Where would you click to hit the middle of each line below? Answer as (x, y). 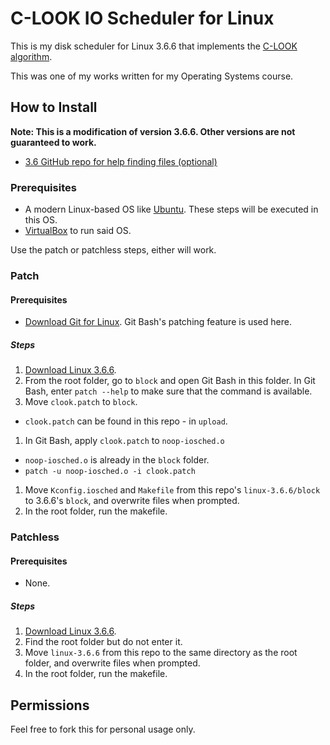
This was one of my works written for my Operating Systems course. (152, 76)
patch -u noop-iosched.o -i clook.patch (110, 472)
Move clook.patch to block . (81, 402)
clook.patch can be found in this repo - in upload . (126, 421)
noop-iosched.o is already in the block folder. (117, 460)
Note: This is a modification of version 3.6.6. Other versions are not (153, 131)
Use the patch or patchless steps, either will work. (113, 250)
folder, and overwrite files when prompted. (112, 663)
